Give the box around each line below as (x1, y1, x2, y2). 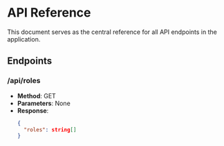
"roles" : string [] (24, 126, 77, 133)
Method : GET (17, 91, 57, 100)
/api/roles (7, 76, 41, 86)
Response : (17, 106, 49, 115)
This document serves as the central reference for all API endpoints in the (7, 28, 218, 36)
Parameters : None (17, 99, 71, 107)
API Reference (7, 5, 91, 21)
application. (7, 35, 41, 43)
